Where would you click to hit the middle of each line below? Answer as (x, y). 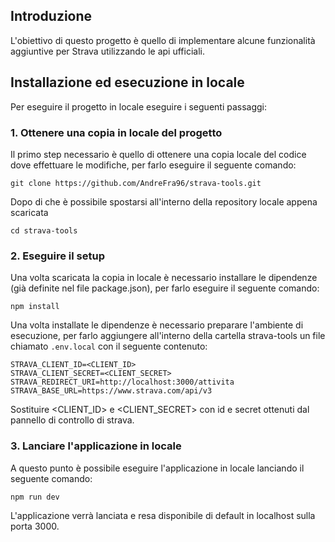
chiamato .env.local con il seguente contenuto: (109, 346)
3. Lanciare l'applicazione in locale (96, 446)
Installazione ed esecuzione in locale (127, 82)
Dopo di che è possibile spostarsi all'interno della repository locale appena (164, 201)
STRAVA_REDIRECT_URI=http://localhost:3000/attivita (122, 382)
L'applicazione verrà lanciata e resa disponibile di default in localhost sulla (163, 515)
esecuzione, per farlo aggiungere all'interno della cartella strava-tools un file (168, 336)
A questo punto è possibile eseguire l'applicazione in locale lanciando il (157, 468)
